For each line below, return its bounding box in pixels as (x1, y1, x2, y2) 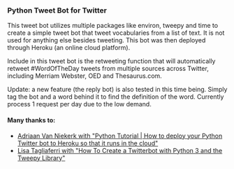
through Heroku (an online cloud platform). (7, 44, 131, 52)
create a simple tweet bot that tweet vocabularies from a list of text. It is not (7, 29, 225, 37)
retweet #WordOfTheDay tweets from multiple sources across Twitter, (7, 65, 210, 73)
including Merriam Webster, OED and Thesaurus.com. (7, 72, 162, 80)
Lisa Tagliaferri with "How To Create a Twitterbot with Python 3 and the (17, 146, 223, 154)
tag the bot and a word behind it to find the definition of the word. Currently (7, 92, 224, 101)
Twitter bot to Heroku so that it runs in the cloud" (17, 138, 159, 147)
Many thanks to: (7, 115, 56, 124)
